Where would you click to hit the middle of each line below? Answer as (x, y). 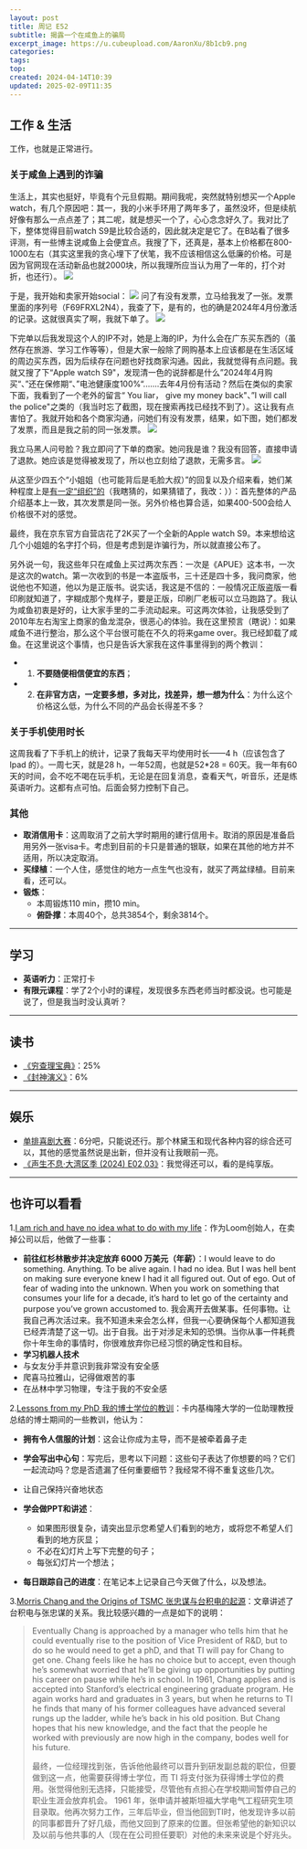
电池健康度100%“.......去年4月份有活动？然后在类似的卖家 (186, 384)
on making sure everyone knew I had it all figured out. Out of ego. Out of (159, 1278)
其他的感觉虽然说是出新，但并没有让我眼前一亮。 (131, 1152)
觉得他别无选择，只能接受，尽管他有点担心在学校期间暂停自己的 (176, 1789)
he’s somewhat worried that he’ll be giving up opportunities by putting (163, 1669)
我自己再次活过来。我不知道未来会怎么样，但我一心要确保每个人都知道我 (159, 1320)
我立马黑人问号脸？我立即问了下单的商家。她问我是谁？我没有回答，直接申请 (153, 449)
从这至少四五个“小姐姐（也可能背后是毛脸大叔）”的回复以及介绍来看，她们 (147, 480)
